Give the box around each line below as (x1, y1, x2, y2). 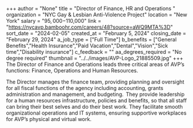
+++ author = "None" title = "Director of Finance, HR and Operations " (6, 5, 175, 12)
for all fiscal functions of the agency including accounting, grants (6, 85, 164, 91)
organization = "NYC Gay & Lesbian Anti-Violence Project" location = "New (6, 11, 188, 18)
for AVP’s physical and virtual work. (6, 116, 92, 122)
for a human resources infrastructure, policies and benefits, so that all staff (6, 97, 187, 104)
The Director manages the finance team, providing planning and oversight (6, 78, 185, 85)
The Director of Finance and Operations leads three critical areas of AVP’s (6, 61, 185, 68)
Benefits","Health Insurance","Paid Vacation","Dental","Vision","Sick (6, 42, 168, 49)
